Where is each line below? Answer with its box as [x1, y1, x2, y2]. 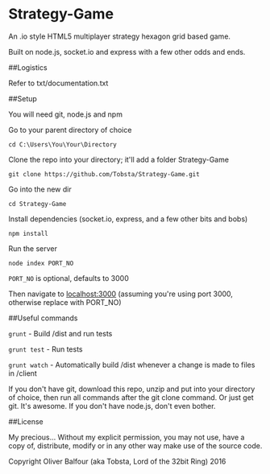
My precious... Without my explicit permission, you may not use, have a [8, 432, 245, 442]
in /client [8, 368, 38, 378]
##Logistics [8, 62, 48, 72]
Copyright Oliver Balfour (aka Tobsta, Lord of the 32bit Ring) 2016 [8, 456, 226, 466]
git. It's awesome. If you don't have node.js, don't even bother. [8, 401, 216, 410]
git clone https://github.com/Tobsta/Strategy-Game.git [8, 170, 200, 178]
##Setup [8, 93, 38, 103]
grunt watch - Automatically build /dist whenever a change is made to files [8, 360, 255, 369]
